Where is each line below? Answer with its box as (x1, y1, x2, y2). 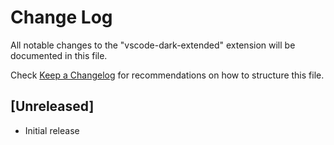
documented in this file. (10, 49, 108, 61)
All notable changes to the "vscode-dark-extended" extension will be (10, 39, 296, 51)
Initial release (24, 124, 80, 136)
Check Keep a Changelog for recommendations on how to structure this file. (10, 69, 325, 81)
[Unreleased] (10, 98, 95, 115)
